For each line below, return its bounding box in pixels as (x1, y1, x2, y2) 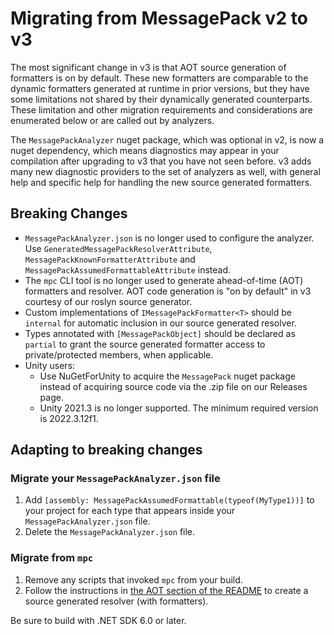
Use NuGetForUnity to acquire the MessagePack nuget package (39, 370, 296, 382)
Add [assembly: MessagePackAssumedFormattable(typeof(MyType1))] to (24, 494, 315, 506)
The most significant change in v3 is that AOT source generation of (10, 61, 287, 73)
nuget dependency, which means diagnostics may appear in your (10, 144, 280, 156)
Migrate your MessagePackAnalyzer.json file (10, 472, 221, 486)
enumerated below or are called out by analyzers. (10, 114, 215, 126)
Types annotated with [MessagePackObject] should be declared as (24, 327, 296, 339)
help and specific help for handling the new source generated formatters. (10, 176, 313, 188)
